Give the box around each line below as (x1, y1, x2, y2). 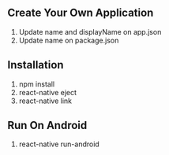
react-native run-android (18, 139, 100, 149)
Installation (7, 58, 64, 72)
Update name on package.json (18, 35, 119, 45)
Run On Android (7, 119, 88, 132)
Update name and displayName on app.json (18, 27, 162, 36)
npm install (18, 79, 55, 89)
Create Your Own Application (7, 6, 154, 20)
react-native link (18, 96, 73, 105)
